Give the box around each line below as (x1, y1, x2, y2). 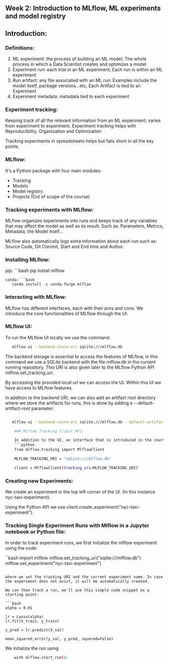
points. (5, 144, 20, 150)
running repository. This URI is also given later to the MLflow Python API (5, 364, 154, 370)
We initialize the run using (5, 645, 59, 651)
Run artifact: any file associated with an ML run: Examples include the (12, 77, 157, 83)
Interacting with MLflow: (5, 293, 66, 300)
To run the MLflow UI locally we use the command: (5, 334, 111, 340)
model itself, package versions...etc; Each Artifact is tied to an (12, 83, 141, 89)
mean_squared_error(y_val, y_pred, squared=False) (5, 637, 114, 642)
